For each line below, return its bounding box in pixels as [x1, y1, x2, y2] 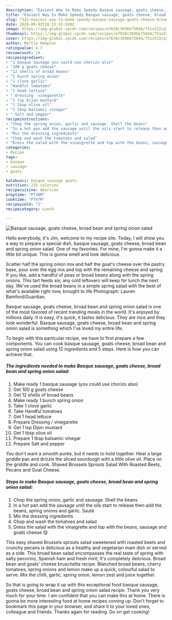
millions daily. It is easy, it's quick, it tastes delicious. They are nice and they [6, 314, 165, 320]
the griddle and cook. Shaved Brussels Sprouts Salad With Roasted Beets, [6, 461, 161, 467]
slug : [6, 17, 17, 22]
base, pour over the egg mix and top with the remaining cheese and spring [6, 266, 163, 272]
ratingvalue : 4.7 [6, 45, 43, 51]
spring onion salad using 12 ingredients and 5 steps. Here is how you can [6, 345, 160, 352]
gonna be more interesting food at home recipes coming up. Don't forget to [6, 598, 164, 604]
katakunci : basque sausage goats [6, 178, 77, 183]
